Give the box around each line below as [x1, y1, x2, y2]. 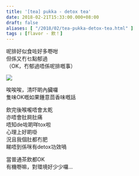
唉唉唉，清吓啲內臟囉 [6, 87, 58, 94]
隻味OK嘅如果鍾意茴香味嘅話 [6, 94, 76, 101]
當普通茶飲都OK [6, 156, 46, 163]
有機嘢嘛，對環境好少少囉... [6, 164, 73, 171]
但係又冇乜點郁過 [6, 55, 48, 62]
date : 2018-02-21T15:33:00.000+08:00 [6, 14, 99, 20]
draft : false [6, 20, 38, 25]
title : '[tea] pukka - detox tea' [6, 8, 92, 15]
